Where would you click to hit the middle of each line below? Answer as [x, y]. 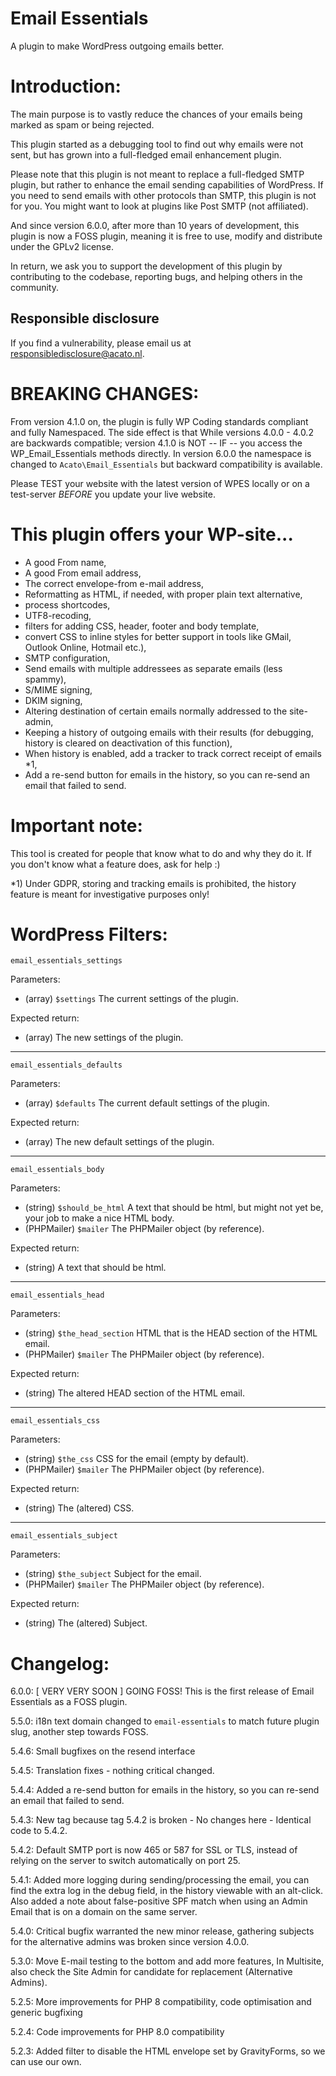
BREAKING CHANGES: [105, 393]
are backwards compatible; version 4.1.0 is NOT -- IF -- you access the [156, 443]
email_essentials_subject [64, 1536]
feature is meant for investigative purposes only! [110, 894]
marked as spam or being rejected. [82, 124]
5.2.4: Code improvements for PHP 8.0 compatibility [117, 2032]
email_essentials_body [57, 1170]
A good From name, [65, 562]
